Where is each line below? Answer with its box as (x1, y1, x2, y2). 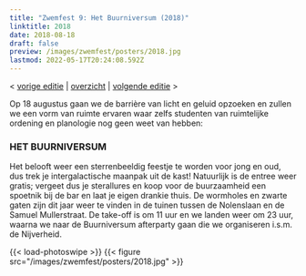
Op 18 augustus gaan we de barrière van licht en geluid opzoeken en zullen (9, 98, 292, 109)
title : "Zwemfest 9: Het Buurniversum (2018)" (9, 13, 189, 23)
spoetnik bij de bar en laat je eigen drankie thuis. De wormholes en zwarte (9, 190, 288, 201)
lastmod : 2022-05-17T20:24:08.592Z (9, 56, 145, 65)
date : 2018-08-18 (9, 30, 76, 39)
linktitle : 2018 (9, 22, 71, 31)
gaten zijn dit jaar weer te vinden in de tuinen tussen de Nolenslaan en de (9, 199, 285, 210)
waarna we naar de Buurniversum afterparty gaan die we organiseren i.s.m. (9, 220, 293, 230)
